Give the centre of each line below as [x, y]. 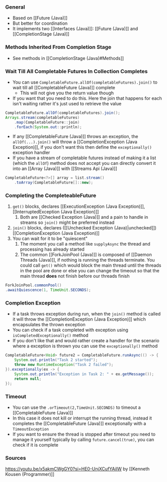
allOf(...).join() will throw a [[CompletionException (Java [75, 142]
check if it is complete [35, 445]
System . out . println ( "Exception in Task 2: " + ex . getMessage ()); [84, 374]
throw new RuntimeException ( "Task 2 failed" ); [64, 365]
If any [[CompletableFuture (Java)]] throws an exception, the [75, 137]
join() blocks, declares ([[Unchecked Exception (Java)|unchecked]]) [85, 228]
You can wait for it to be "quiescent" [50, 238]
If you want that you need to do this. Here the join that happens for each [87, 98]
